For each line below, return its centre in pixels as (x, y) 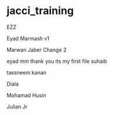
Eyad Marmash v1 (28, 38)
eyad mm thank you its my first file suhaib (57, 61)
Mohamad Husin (26, 95)
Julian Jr (17, 106)
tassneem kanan (27, 72)
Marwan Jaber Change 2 (37, 50)
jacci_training (40, 11)
